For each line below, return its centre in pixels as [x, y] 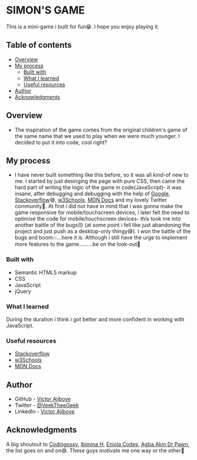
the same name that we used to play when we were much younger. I [97, 136]
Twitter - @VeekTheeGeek [47, 405]
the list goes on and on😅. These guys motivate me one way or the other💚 [95, 450]
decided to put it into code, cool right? [61, 142]
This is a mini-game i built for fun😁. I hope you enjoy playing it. [83, 27]
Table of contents [39, 45]
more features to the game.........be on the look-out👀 [78, 244]
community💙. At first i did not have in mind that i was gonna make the [98, 206]
